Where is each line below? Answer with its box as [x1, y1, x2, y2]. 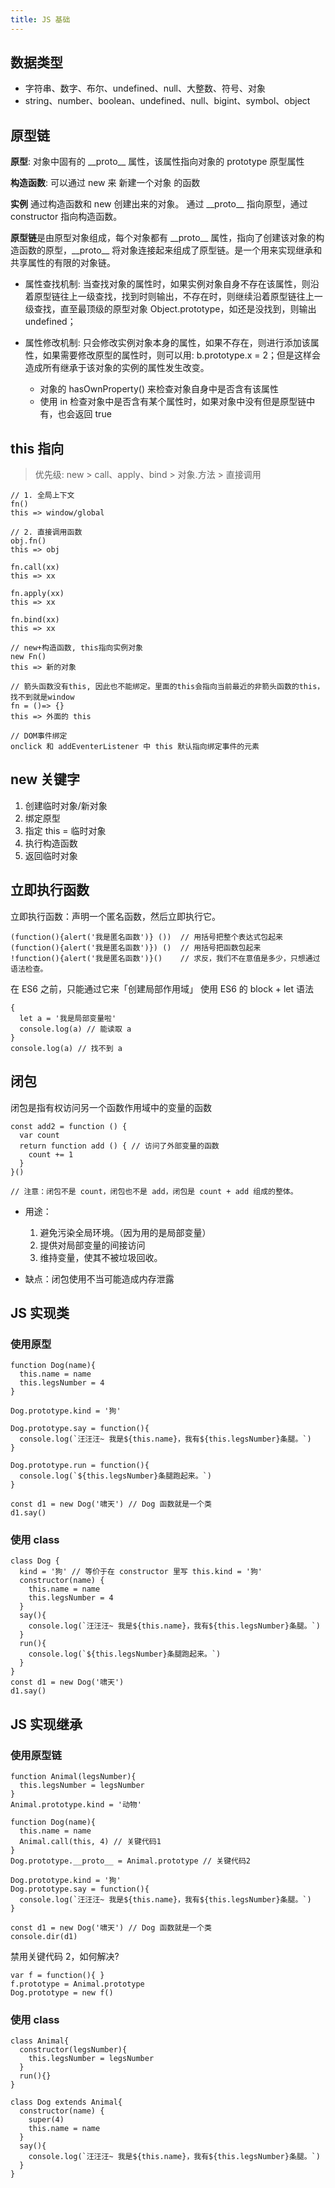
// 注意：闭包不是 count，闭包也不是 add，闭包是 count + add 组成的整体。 [10, 1186, 298, 1196]
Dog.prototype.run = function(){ [10, 1461, 150, 1471]
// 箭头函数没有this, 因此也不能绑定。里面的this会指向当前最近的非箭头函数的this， [10, 682, 325, 692]
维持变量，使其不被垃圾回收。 [39, 1251, 163, 1263]
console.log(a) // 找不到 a [10, 1043, 123, 1053]
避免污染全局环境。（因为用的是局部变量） [39, 1226, 212, 1238]
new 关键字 [10, 771, 81, 788]
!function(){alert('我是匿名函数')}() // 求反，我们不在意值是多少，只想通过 [10, 953, 321, 963]
